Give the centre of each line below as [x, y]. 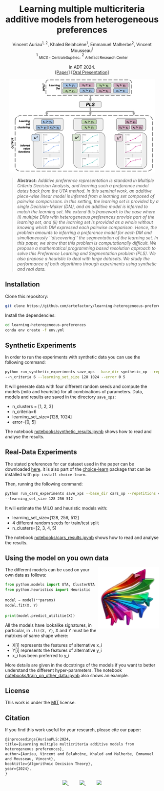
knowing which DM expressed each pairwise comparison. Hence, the [87, 228]
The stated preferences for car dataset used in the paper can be [70, 464]
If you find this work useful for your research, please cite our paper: [73, 730]
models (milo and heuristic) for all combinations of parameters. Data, [74, 392]
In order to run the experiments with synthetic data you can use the [73, 357]
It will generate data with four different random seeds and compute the [76, 386]
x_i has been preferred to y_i [41, 655]
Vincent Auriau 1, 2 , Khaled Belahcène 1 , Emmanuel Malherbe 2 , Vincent [82, 44]
